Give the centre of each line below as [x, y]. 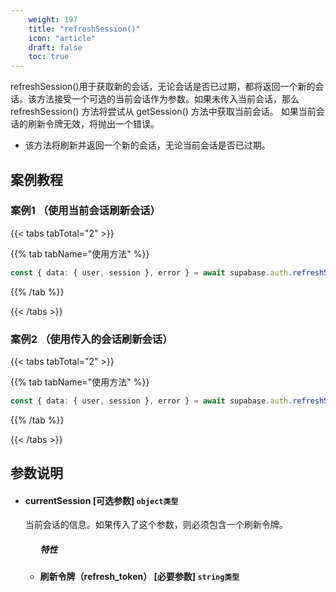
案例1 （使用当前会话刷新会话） [85, 211]
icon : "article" [62, 38]
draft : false [55, 47]
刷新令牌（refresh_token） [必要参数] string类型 [139, 577]
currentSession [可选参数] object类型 [101, 500]
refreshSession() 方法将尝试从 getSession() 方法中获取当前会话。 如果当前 [163, 112]
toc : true [49, 57]
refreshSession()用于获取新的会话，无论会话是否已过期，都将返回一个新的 [163, 87]
